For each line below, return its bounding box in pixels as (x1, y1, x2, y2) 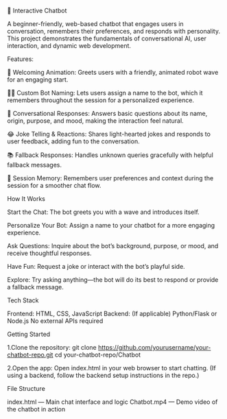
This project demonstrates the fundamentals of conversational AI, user (7, 34, 207, 43)
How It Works (7, 195, 46, 202)
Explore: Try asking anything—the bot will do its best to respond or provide (7, 276, 219, 284)
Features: (7, 55, 34, 63)
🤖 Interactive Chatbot (7, 7, 67, 14)
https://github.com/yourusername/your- (98, 344, 211, 351)
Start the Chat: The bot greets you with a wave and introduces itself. (7, 208, 200, 216)
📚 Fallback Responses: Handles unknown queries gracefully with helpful (7, 151, 214, 159)
